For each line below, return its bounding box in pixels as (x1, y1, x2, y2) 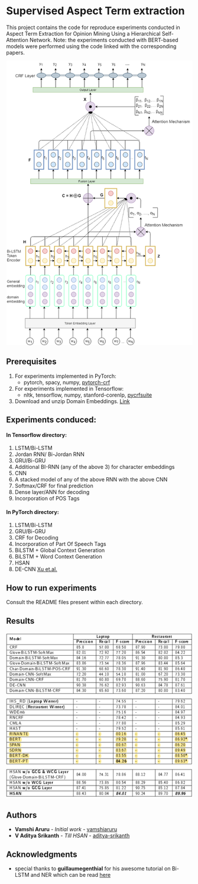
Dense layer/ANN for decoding (14, 489, 90, 496)
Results (6, 615, 35, 626)
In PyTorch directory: (6, 508, 59, 515)
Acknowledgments (6, 849, 78, 859)
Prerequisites (6, 357, 57, 367)
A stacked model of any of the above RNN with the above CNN (14, 476, 168, 483)
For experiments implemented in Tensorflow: (14, 385, 124, 392)
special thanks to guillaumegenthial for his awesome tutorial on (14, 865, 171, 872)
